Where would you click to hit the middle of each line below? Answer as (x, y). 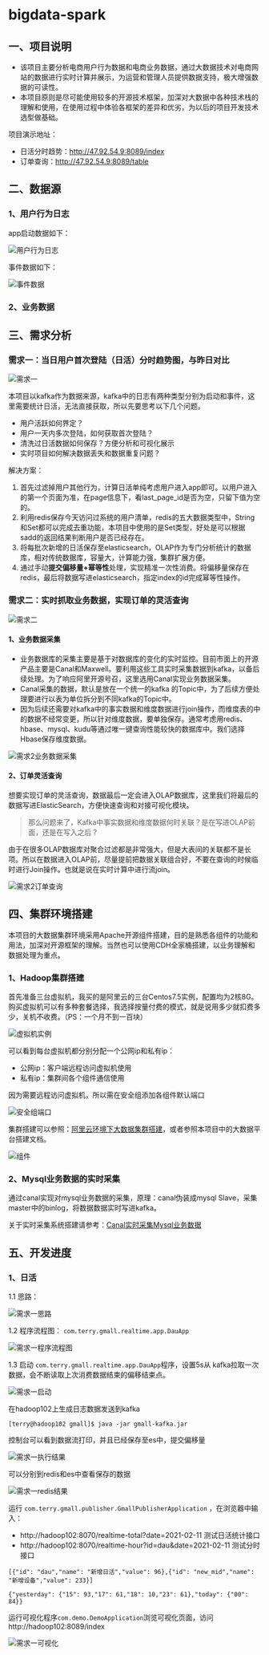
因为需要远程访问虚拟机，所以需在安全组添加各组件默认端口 (106, 1095)
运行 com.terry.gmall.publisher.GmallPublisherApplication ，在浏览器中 (130, 1508)
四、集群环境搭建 (50, 914)
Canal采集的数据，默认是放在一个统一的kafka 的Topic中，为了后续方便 (136, 688)
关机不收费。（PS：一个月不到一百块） (84, 1017)
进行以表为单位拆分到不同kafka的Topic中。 (105, 699)
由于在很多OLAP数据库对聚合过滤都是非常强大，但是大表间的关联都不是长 (130, 849)
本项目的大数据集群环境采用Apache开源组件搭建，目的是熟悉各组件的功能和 (133, 935)
